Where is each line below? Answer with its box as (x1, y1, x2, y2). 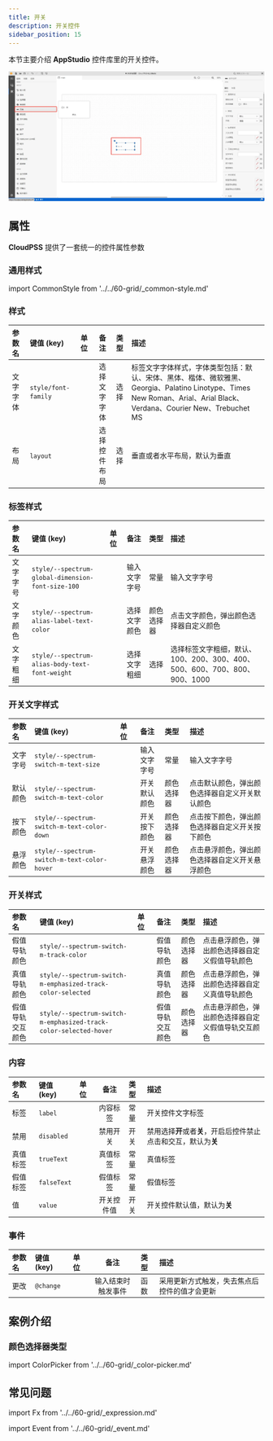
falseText (38, 1178, 71, 1187)
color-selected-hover (39, 1027, 113, 1035)
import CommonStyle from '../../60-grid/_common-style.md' (8, 283, 209, 293)
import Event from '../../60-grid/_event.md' (8, 1423, 150, 1433)
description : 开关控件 (8, 21, 80, 30)
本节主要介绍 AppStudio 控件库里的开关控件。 (8, 55, 164, 64)
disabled (38, 1132, 68, 1140)
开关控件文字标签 (146, 1108, 205, 1118)
